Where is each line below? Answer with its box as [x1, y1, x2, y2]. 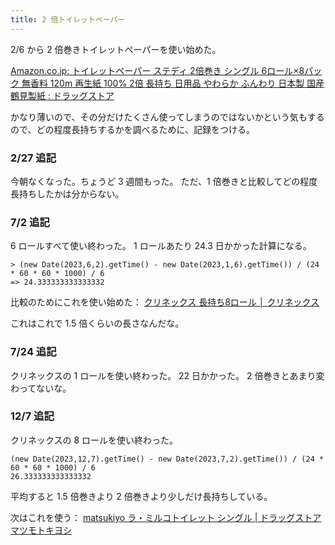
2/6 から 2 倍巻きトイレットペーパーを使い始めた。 [10, 43, 222, 55]
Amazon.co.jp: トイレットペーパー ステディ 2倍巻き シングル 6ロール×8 [10, 64, 305, 76]
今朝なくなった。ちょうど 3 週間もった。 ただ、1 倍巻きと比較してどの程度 [10, 175, 318, 187]
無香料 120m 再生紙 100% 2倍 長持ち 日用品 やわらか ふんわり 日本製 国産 [21, 77, 325, 89]
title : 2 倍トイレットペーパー [10, 14, 126, 25]
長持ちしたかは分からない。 [10, 187, 125, 200]
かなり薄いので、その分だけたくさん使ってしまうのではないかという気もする [10, 111, 325, 123]
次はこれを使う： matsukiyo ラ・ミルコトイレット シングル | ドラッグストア [10, 511, 322, 523]
